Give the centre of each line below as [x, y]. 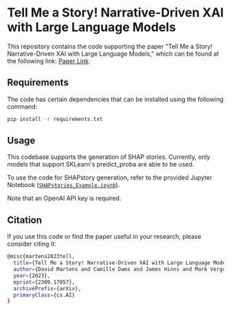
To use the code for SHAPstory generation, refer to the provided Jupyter [110, 178]
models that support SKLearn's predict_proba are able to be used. [101, 164]
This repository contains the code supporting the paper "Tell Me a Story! [110, 46]
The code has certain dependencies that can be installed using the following [115, 99]
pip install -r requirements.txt [55, 119]
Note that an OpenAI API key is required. [64, 198]
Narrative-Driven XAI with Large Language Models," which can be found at [113, 54]
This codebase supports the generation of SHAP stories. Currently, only [109, 157]
